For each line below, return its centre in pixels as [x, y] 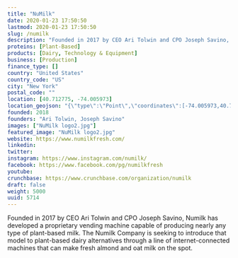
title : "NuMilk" [31, 14]
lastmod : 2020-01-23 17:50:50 [52, 27]
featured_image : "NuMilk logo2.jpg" [61, 132]
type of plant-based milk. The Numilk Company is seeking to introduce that [117, 233]
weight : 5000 [27, 192]
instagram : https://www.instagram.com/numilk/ [77, 159]
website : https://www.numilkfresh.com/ [66, 139]
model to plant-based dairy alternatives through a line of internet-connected [119, 240]
